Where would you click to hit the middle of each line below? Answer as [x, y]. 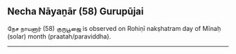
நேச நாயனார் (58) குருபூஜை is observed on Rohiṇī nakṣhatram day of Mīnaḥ [114, 28]
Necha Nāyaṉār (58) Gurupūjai [76, 12]
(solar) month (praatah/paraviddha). [59, 36]
